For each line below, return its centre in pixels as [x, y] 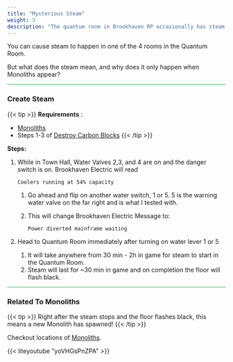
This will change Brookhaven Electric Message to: [99, 215]
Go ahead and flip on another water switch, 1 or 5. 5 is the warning [122, 195]
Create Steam [31, 99]
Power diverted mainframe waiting [77, 229]
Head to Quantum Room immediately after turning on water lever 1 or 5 [118, 241]
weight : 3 [21, 20]
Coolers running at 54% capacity [66, 182]
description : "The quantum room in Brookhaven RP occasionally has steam [116, 26]
